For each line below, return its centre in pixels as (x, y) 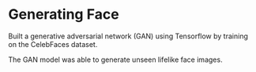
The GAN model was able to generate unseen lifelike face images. (115, 59)
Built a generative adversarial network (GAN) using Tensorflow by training (128, 36)
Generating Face (64, 14)
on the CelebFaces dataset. (53, 44)
